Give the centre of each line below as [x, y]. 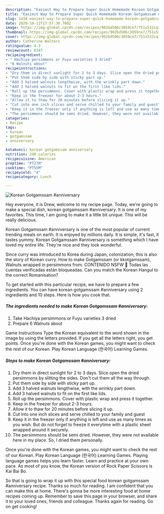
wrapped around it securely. [41, 430]
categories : [18, 118]
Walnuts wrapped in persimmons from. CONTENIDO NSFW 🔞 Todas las [77, 265]
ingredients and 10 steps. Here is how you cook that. [58, 295]
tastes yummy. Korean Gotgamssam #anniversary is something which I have [82, 240]
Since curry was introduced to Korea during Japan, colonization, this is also [81, 254]
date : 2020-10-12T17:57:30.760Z [38, 23]
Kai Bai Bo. [16, 471]
